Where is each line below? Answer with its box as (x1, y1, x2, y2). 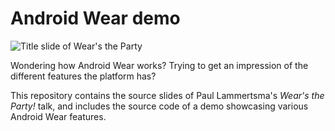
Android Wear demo (10, 7, 181, 30)
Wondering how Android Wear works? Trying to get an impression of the (10, 59, 309, 71)
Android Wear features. (10, 110, 107, 122)
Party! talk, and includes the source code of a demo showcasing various (10, 100, 309, 112)
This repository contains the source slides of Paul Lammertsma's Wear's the (10, 89, 325, 101)
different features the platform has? (10, 70, 157, 82)
